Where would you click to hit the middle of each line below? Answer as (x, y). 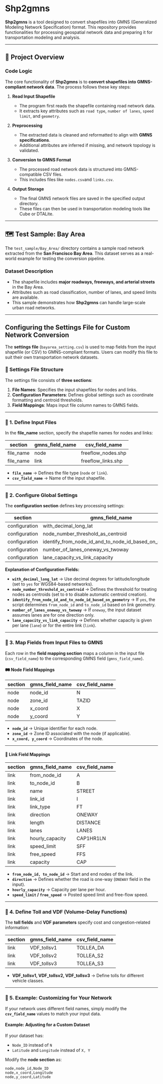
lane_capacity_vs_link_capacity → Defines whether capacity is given (82, 620)
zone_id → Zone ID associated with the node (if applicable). (71, 733)
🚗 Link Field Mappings (28, 754)
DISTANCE (89, 823)
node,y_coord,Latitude (28, 1077)
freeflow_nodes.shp (104, 453)
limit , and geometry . (40, 116)
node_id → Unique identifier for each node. (55, 728)
